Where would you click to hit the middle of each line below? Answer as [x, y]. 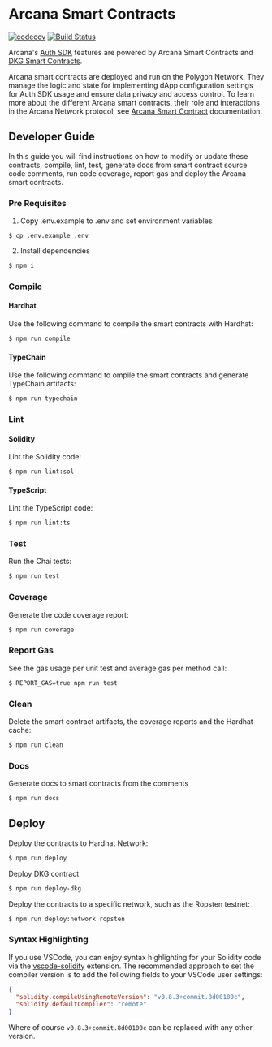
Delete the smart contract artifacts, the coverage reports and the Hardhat [131, 721]
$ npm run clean [36, 745]
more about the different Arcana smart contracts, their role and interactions [134, 102]
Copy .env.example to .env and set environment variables [116, 221]
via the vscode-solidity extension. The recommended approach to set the [131, 966]
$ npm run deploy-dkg [45, 888]
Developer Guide [52, 137]
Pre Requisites [38, 203]
